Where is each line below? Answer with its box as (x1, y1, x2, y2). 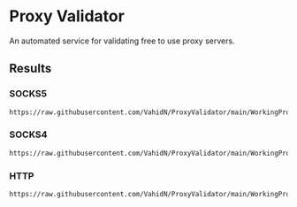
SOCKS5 (9, 88, 47, 100)
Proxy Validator (9, 6, 126, 27)
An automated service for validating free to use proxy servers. (9, 35, 236, 46)
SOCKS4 (9, 128, 48, 141)
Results (9, 61, 52, 76)
